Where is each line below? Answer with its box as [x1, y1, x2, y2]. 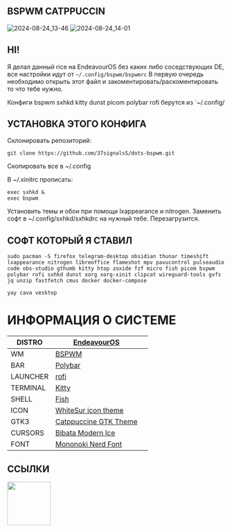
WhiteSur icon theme [55, 406, 124, 415]
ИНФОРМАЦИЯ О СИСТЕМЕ [7, 312, 177, 328]
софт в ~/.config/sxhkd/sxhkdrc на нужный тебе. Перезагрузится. [7, 214, 200, 223]
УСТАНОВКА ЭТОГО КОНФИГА [7, 118, 147, 130]
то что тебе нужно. [7, 85, 64, 93]
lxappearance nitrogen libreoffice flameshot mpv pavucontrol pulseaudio [7, 259, 225, 266]
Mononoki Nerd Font [55, 440, 123, 449]
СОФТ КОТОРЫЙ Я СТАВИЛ [7, 234, 133, 246]
